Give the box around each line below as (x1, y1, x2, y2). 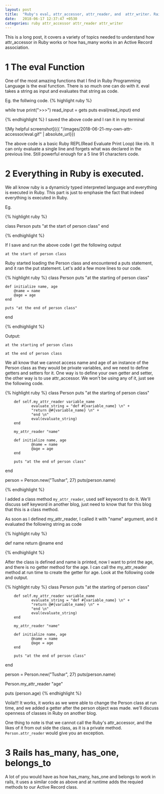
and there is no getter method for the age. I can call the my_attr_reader (5, 564, 147, 570)
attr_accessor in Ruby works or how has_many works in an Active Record (5, 40, 153, 45)
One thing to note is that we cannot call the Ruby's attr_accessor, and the (5, 720, 152, 726)
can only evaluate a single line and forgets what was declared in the (5, 146, 142, 152)
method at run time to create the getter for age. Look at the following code (5, 570, 155, 576)
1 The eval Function (5, 62, 85, 73)
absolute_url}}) (45, 131, 76, 137)
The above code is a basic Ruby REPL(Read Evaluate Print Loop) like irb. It (5, 141, 154, 147)
